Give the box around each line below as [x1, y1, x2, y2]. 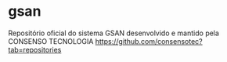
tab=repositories [8, 45, 62, 54]
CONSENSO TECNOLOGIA [8, 36, 94, 46]
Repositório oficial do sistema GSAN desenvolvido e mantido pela [8, 28, 219, 38]
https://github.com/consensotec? [95, 36, 203, 46]
